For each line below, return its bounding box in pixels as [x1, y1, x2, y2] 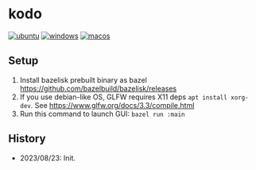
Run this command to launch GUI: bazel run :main [19, 109, 185, 118]
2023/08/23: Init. [19, 153, 76, 163]
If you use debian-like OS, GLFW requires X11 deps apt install [19, 92, 228, 102]
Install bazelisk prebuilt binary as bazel [19, 75, 147, 84]
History [8, 132, 46, 145]
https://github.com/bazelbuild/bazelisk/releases [19, 83, 177, 93]
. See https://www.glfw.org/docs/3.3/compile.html [30, 100, 195, 110]
